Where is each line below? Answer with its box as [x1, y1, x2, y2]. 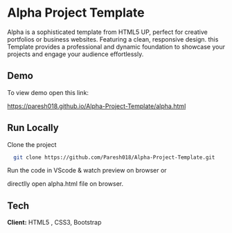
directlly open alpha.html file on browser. [7, 180, 124, 188]
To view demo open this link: [7, 88, 89, 96]
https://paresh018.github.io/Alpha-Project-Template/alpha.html [7, 102, 186, 110]
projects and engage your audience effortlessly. [7, 50, 144, 58]
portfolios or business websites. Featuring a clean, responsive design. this [7, 35, 219, 43]
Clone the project [7, 140, 57, 148]
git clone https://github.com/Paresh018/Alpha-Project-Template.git [13, 154, 215, 161]
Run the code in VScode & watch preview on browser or [7, 166, 168, 175]
